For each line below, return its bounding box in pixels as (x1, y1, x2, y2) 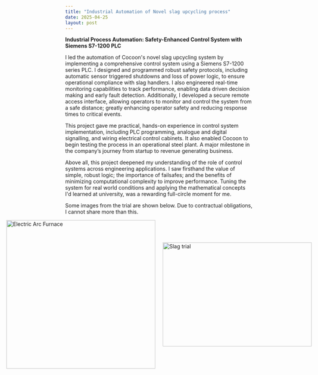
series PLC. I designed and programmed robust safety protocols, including (65, 67, 248, 74)
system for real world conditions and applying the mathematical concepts (65, 184, 245, 191)
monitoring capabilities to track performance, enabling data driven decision (65, 86, 250, 93)
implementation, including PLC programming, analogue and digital (65, 128, 227, 135)
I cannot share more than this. (65, 209, 139, 216)
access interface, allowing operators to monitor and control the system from (65, 98, 252, 105)
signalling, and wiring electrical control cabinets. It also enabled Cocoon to (65, 135, 248, 142)
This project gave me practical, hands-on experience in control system (65, 122, 239, 130)
